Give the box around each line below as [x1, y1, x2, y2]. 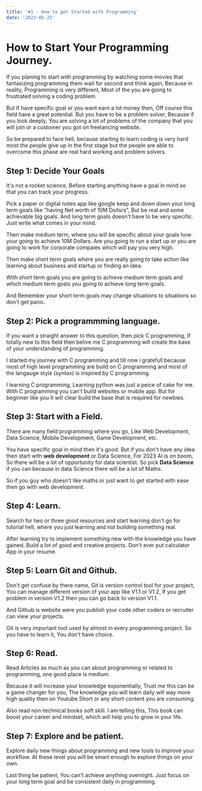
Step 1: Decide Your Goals [6, 166, 105, 176]
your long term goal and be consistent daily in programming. [6, 778, 157, 786]
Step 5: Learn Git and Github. [6, 565, 118, 576]
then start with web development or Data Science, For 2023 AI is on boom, [6, 452, 194, 459]
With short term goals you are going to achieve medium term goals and [6, 274, 183, 281]
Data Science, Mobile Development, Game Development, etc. [6, 434, 158, 441]
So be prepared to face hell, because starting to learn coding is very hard [6, 136, 189, 143]
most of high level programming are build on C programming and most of [6, 363, 188, 370]
